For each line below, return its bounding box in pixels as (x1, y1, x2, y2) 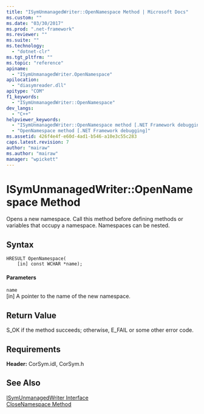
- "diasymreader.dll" (12, 83, 67, 89)
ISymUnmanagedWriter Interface (6, 394, 89, 401)
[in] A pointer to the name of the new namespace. (6, 293, 131, 300)
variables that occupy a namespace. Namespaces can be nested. (6, 222, 170, 229)
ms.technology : (6, 43, 45, 49)
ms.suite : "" (6, 37, 39, 43)
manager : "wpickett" (6, 156, 59, 162)
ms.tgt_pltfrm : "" (6, 54, 53, 60)
